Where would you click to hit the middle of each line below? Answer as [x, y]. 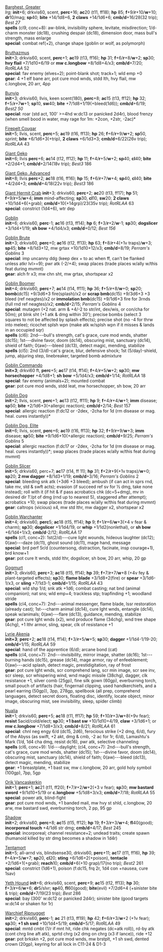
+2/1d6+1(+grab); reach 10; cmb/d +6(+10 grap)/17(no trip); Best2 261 [74, 863]
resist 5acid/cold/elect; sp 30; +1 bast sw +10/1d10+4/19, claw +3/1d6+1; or [81, 721]
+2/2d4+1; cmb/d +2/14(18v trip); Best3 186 [48, 164]
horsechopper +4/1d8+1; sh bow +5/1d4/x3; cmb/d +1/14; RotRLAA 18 [75, 375]
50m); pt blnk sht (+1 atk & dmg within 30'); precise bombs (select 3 [73, 314]
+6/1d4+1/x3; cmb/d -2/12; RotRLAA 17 [44, 532]
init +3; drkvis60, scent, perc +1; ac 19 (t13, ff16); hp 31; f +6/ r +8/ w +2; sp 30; [80, 58]
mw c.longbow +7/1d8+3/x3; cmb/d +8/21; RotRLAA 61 [60, 726]
